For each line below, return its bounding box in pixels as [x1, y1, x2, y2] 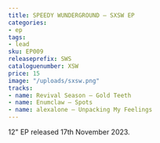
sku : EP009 [8, 48, 44, 55]
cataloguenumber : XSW [8, 63, 79, 70]
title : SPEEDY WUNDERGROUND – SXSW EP [8, 11, 135, 20]
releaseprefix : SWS [8, 55, 72, 63]
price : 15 [8, 70, 41, 77]
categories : [8, 19, 47, 27]
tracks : [8, 84, 34, 92]
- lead [8, 41, 30, 48]
